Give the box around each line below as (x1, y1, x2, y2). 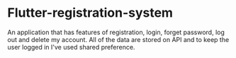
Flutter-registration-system (7, 5, 174, 21)
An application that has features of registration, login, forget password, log (7, 28, 225, 36)
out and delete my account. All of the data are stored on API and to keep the (7, 35, 230, 43)
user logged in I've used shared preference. (7, 43, 135, 51)
